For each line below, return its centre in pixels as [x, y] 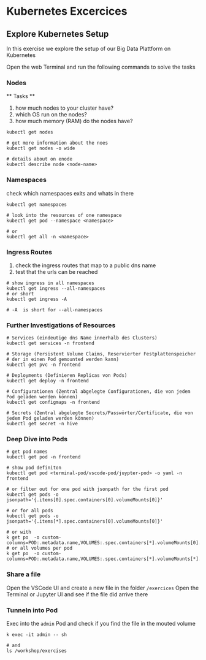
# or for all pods [30, 511]
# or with [19, 532]
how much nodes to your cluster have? [64, 108]
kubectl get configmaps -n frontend [53, 403]
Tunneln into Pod [32, 610]
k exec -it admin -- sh [37, 635]
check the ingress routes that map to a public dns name [86, 265]
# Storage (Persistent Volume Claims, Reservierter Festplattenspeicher [101, 354]
